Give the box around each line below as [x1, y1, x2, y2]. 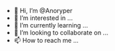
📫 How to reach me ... [13, 37, 79, 44]
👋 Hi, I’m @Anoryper [13, 7, 73, 14]
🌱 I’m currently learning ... [13, 21, 89, 29]
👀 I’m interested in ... [13, 14, 73, 22]
